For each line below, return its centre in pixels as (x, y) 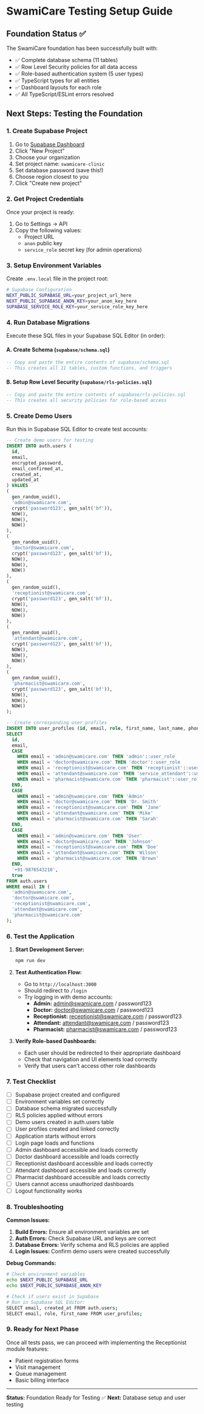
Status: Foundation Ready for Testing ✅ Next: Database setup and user (96, 1398)
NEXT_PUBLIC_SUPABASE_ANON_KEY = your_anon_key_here (72, 301)
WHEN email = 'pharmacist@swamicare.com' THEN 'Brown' (88, 859)
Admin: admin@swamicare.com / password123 (92, 1003)
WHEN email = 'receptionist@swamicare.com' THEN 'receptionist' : (102, 768)
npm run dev (30, 960)
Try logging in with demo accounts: (68, 997)
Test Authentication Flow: (48, 972)
